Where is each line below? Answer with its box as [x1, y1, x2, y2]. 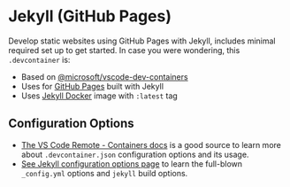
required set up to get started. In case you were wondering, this [8, 44, 240, 55]
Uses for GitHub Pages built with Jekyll [20, 81, 164, 91]
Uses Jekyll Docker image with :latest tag [20, 90, 178, 101]
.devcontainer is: [8, 54, 71, 65]
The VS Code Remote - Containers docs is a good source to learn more [20, 139, 282, 150]
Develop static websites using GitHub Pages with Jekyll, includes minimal [8, 35, 276, 46]
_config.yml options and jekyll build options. [20, 168, 188, 178]
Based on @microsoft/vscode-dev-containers [20, 71, 188, 82]
